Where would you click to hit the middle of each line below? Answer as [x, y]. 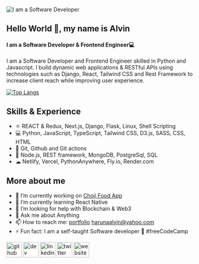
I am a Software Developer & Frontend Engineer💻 [70, 45]
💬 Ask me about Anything [47, 215]
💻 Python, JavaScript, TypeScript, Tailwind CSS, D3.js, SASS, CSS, [100, 133]
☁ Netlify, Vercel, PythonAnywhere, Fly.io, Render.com [84, 161]
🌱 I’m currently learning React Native [62, 202]
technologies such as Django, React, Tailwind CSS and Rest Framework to [99, 74]
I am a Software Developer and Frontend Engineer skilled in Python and [96, 61]
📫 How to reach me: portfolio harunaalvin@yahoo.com [84, 222]
